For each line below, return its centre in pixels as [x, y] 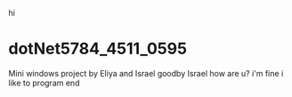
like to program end [44, 83]
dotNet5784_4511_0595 [98, 49]
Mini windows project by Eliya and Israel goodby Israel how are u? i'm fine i [146, 73]
